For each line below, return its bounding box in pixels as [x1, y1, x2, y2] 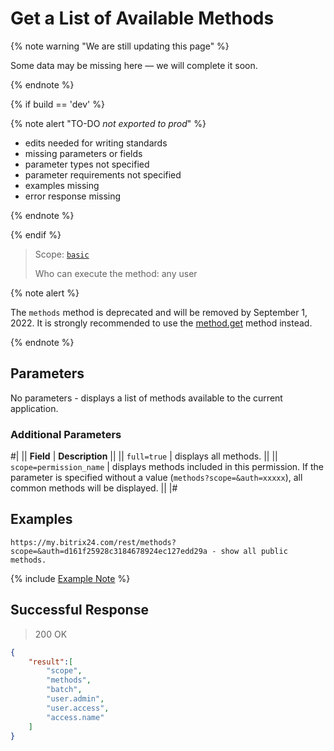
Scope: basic [34, 248, 90, 260]
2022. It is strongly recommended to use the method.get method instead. [10, 317, 313, 329]
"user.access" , [46, 703, 110, 713]
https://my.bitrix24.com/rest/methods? [10, 537, 177, 547]
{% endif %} [10, 228, 62, 241]
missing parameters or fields [24, 147, 143, 159]
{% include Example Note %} [10, 572, 131, 584]
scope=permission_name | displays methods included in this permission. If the [10, 461, 324, 473]
